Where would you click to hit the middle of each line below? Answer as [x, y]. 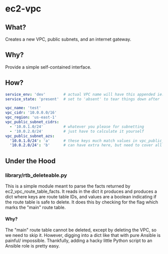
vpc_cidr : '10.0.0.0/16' [31, 113]
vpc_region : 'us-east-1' [31, 117]
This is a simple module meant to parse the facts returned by [68, 186]
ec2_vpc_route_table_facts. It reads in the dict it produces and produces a [81, 191]
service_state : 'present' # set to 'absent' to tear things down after [82, 99]
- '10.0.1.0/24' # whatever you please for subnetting [77, 126]
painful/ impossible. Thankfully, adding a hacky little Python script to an [79, 240]
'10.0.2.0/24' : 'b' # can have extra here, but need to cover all [86, 145]
